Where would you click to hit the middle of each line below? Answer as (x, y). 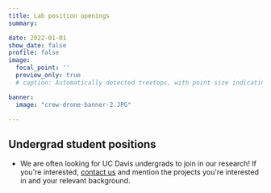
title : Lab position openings (59, 16)
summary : (23, 23)
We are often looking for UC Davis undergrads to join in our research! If (138, 164)
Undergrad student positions (82, 144)
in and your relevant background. (75, 181)
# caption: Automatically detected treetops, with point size (122, 82)
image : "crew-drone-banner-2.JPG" (73, 105)
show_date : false (38, 45)
